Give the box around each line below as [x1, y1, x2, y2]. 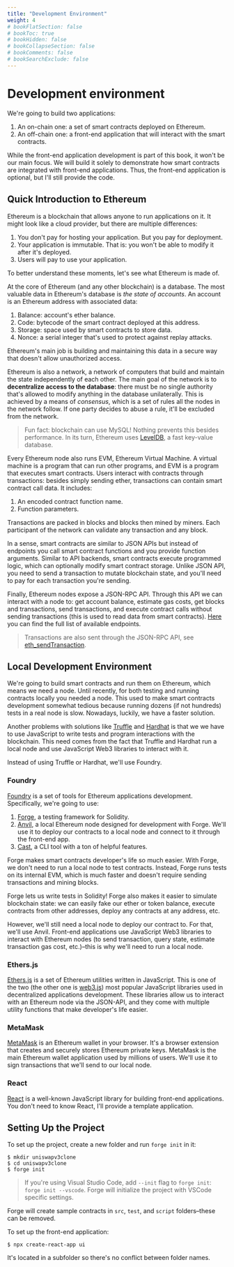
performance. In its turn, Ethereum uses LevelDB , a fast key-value [24, 433, 214, 441]
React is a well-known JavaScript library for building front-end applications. [7, 1094, 224, 1103]
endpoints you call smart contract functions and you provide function [7, 546, 206, 555]
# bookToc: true [7, 29, 54, 37]
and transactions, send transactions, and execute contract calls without [7, 604, 212, 613]
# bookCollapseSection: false [7, 43, 95, 50]
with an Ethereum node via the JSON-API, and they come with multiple [7, 997, 210, 1006]
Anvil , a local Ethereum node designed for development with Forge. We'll [17, 820, 226, 828]
